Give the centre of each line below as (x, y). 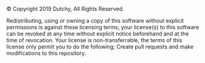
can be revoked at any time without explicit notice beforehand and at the (98, 34)
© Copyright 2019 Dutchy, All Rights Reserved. (65, 9)
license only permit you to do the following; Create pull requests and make (100, 46)
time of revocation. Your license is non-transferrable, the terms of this (94, 40)
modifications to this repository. (47, 53)
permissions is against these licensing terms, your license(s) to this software (103, 27)
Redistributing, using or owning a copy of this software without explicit (95, 20)
